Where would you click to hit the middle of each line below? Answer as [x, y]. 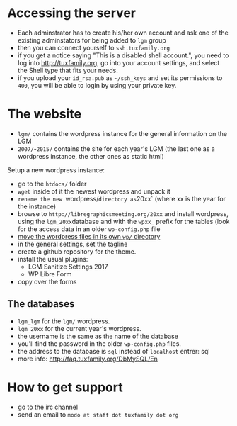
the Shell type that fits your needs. [68, 70]
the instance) [37, 206]
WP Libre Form [50, 274]
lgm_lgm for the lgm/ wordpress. [64, 321]
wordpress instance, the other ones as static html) [91, 156]
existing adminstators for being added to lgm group [92, 40]
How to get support [65, 387]
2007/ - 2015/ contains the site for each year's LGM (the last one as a [116, 148]
